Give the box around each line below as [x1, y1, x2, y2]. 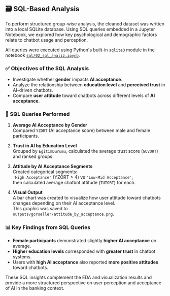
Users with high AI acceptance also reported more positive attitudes [12, 259, 159, 265]
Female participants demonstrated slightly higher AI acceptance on [12, 237, 156, 243]
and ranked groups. [12, 153, 54, 159]
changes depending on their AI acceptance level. [12, 200, 116, 206]
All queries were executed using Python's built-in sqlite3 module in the [5, 47, 155, 53]
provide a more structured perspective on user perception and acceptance [5, 279, 162, 286]
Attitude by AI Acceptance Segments [12, 163, 93, 170]
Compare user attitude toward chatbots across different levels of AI [12, 92, 155, 98]
